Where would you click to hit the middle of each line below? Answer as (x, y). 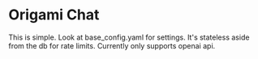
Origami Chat (54, 15)
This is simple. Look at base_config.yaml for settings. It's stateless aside (129, 37)
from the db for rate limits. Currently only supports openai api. (112, 45)
